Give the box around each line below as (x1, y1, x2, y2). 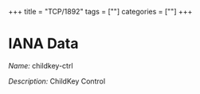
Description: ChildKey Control (8, 76, 106, 86)
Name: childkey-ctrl (8, 61, 73, 70)
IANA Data (8, 35, 79, 53)
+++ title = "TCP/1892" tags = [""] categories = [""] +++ (8, 7, 193, 16)
